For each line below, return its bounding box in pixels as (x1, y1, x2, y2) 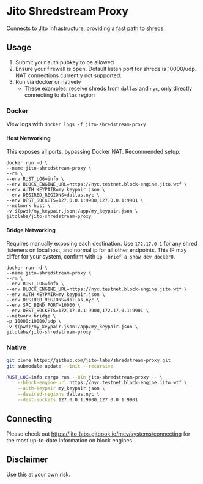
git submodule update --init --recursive (6, 363, 114, 369)
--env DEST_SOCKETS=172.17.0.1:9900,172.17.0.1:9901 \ (6, 308, 149, 314)
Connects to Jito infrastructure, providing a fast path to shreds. (6, 25, 165, 32)
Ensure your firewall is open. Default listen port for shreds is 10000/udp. (15, 65, 197, 72)
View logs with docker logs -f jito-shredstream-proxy (6, 121, 146, 128)
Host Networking (6, 134, 51, 142)
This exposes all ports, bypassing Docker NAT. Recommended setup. (6, 148, 181, 156)
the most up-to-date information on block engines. (6, 436, 134, 444)
